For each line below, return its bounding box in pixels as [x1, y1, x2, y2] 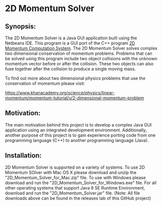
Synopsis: [5, 22, 36, 31]
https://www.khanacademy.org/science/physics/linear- [5, 90, 115, 95]
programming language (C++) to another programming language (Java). [5, 137, 149, 143]
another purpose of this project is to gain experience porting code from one [5, 132, 156, 138]
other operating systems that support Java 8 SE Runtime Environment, [5, 185, 145, 190]
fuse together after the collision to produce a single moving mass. [5, 66, 136, 72]
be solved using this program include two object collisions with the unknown [5, 56, 158, 61]
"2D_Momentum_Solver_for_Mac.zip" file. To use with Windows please [5, 174, 146, 180]
